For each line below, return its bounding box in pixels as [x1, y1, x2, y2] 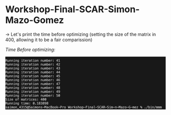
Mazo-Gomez [5, 14, 64, 26]
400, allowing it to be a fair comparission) [5, 37, 93, 43]
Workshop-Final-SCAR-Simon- [5, 4, 140, 15]
